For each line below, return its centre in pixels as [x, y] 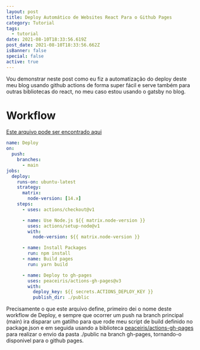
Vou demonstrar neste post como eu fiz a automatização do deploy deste [96, 79]
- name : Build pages [47, 259]
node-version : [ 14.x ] [55, 199]
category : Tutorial [30, 23]
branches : [29, 160]
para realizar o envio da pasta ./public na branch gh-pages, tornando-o [94, 334]
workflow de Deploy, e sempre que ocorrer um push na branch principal [95, 315]
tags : [13, 28]
